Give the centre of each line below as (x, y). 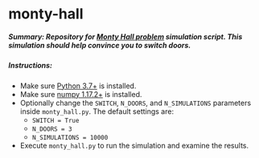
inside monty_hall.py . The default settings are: (97, 111)
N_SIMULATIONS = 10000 (70, 137)
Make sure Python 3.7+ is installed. (78, 86)
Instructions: (31, 66)
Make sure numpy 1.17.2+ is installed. (81, 94)
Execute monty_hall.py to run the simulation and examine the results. (134, 145)
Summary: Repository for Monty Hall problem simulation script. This (125, 36)
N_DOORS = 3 (52, 129)
